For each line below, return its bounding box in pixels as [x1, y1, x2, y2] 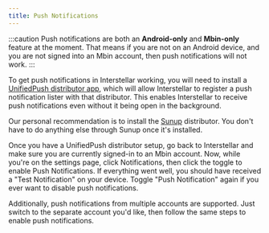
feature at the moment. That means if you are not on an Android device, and [8, 42, 259, 52]
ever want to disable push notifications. [8, 182, 139, 193]
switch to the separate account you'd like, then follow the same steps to [8, 206, 247, 217]
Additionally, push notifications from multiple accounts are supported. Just [8, 198, 255, 208]
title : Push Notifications [8, 11, 99, 20]
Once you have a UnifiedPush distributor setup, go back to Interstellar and [8, 140, 254, 149]
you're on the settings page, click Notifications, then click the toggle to [8, 157, 243, 167]
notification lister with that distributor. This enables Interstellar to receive [8, 92, 248, 101]
